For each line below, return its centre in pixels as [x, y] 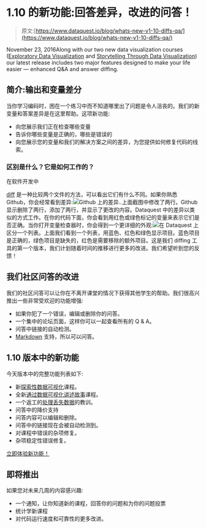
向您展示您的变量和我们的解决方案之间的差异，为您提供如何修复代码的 [104, 142]
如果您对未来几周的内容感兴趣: [45, 491]
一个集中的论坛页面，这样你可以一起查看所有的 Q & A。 [85, 321]
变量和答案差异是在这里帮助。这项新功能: [58, 113]
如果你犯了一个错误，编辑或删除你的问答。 [69, 313]
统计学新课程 [31, 511]
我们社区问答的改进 [43, 277]
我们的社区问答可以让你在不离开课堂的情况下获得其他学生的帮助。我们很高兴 [103, 293]
